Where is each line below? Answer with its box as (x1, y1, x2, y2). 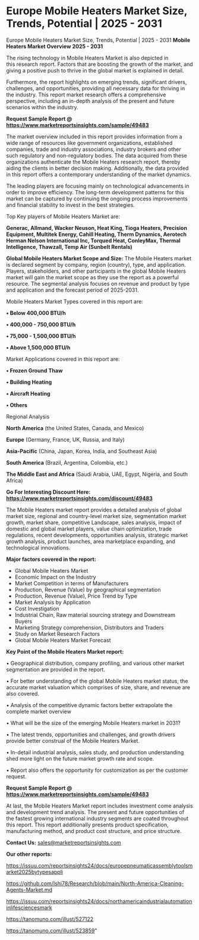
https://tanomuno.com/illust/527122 (6, 915, 94, 922)
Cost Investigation (14, 605, 59, 612)
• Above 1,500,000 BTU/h (6, 343, 71, 351)
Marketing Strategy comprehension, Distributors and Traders (14, 624, 165, 631)
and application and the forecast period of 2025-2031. (6, 286, 139, 294)
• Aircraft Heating (6, 390, 50, 397)
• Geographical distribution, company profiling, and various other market (6, 660, 185, 667)
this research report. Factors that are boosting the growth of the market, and (6, 61, 193, 68)
